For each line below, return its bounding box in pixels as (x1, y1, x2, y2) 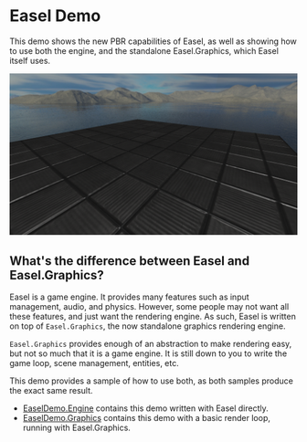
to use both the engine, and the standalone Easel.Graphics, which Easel (9, 45, 279, 56)
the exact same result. (9, 385, 93, 396)
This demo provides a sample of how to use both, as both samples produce (9, 375, 294, 386)
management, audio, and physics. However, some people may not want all (9, 301, 290, 312)
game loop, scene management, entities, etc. (9, 358, 180, 369)
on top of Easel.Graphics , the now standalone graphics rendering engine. (9, 321, 286, 331)
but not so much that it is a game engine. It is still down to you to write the (9, 348, 288, 359)
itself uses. (9, 55, 51, 66)
